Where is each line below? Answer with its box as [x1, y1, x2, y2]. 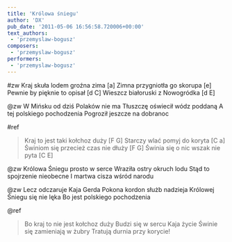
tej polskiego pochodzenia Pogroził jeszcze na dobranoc [7, 109, 169, 118]
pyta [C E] [24, 151, 53, 159]
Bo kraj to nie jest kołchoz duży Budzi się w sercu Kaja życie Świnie [24, 220, 218, 228]
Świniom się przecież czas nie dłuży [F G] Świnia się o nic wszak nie [24, 143, 221, 152]
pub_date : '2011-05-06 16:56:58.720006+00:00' [7, 23, 144, 30]
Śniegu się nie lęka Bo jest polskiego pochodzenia [7, 193, 151, 201]
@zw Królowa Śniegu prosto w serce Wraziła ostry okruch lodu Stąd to [7, 164, 210, 172]
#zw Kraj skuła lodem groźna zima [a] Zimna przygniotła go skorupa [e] [7, 81, 212, 89]
